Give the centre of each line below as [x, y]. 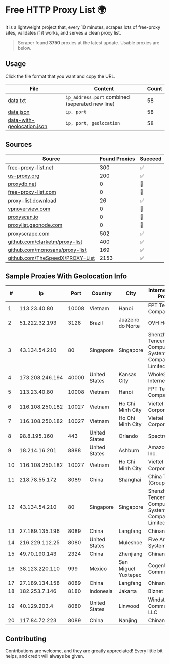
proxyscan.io [23, 217]
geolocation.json [28, 126]
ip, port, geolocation [93, 123]
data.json [19, 112]
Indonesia [101, 591]
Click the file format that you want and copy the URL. [60, 76]
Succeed [151, 159]
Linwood [129, 606]
